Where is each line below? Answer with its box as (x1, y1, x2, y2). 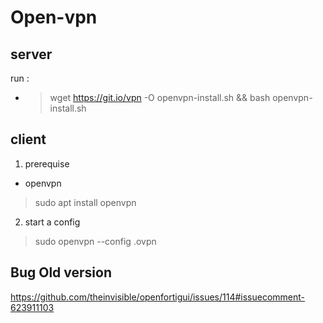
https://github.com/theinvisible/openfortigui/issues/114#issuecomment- (10, 291, 306, 303)
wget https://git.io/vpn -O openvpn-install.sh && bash (49, 92, 271, 103)
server (10, 46, 53, 63)
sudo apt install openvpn (34, 196, 137, 208)
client (10, 131, 47, 148)
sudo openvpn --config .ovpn (34, 235, 157, 247)
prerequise (24, 157, 70, 170)
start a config (24, 216, 81, 228)
